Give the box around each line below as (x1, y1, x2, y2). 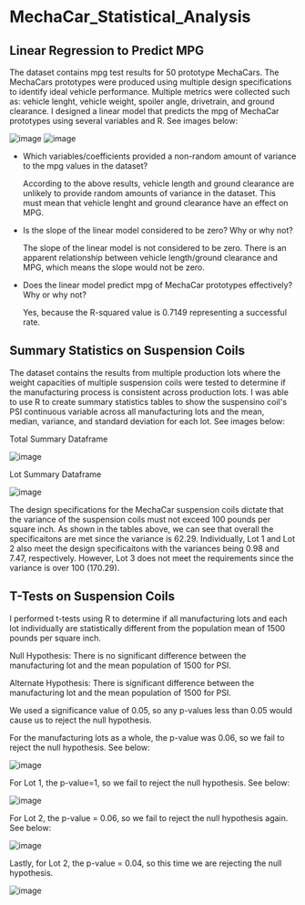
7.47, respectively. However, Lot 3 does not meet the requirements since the (9, 552, 294, 563)
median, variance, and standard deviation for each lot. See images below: (9, 415, 285, 426)
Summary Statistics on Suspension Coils (9, 343, 246, 359)
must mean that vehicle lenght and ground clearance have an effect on (22, 198, 289, 208)
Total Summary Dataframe (9, 433, 108, 444)
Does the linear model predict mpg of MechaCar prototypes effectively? (22, 280, 293, 290)
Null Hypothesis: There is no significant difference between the (9, 650, 247, 661)
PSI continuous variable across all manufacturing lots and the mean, (9, 406, 265, 417)
